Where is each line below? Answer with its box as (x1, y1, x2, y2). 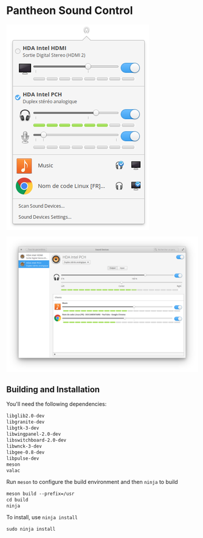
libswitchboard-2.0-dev (6, 437, 67, 444)
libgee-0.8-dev (6, 449, 45, 456)
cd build (6, 497, 29, 503)
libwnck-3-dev (6, 443, 43, 450)
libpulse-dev (6, 455, 40, 462)
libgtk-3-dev (6, 425, 40, 432)
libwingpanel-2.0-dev (6, 431, 61, 438)
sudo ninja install (6, 526, 56, 533)
